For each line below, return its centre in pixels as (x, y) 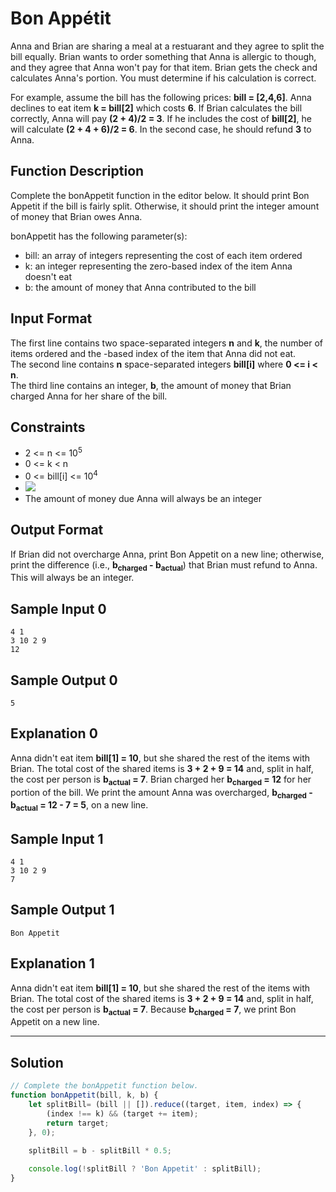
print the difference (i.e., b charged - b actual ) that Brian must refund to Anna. (164, 565)
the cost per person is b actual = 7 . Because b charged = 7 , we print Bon (153, 1010)
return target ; (78, 1123)
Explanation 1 (52, 963)
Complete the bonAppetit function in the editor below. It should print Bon (160, 195)
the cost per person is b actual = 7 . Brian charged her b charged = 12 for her (161, 780)
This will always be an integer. (72, 578)
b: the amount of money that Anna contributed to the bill (140, 287)
